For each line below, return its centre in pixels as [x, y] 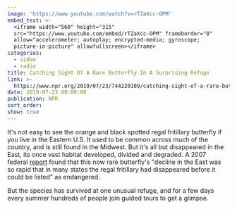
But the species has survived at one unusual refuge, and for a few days [111, 190]
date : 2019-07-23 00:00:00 [47, 92]
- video [25, 60]
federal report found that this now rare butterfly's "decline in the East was [114, 162]
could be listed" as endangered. [54, 177]
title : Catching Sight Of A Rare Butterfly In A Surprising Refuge [109, 72]
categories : [25, 53]
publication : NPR [33, 99]
